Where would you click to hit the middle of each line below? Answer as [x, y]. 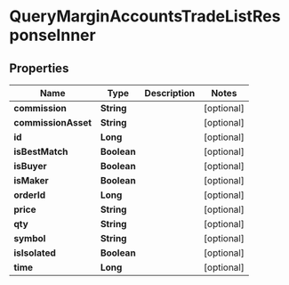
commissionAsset [52, 122]
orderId [30, 195]
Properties [39, 68]
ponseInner [52, 35]
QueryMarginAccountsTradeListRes [145, 16]
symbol [30, 238]
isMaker [31, 180]
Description [170, 93]
